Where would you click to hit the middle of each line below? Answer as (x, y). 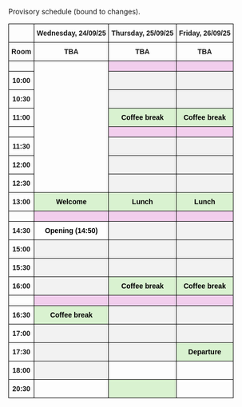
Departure (205, 352)
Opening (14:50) (71, 231)
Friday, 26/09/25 (204, 33)
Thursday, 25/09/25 (143, 33)
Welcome (71, 202)
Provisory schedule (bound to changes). (75, 12)
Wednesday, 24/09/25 (71, 33)
